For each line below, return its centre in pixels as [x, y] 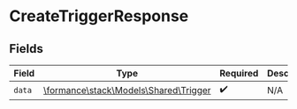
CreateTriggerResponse [99, 16]
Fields [27, 49]
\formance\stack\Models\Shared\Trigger [127, 90]
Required [239, 73]
